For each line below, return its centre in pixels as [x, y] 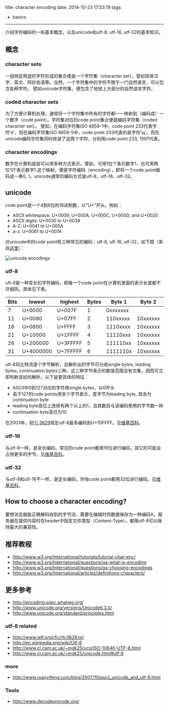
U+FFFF [67, 327]
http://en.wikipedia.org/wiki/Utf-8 [47, 642]
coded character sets [32, 102]
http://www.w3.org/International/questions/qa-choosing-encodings [82, 567]
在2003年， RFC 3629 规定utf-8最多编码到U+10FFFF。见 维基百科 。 [74, 423]
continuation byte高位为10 [39, 412]
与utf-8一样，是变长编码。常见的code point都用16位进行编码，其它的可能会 [83, 448]
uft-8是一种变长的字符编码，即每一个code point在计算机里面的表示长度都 [81, 283]
